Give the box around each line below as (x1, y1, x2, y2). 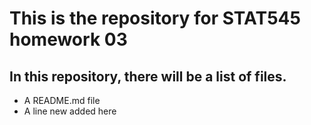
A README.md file (23, 95, 101, 106)
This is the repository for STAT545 (9, 7, 301, 30)
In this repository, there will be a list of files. (9, 68, 287, 85)
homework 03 (9, 28, 128, 51)
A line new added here (23, 105, 117, 117)
